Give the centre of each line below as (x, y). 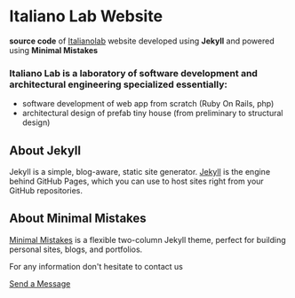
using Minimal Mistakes (54, 50)
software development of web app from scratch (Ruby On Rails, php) (148, 104)
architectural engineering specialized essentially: (119, 84)
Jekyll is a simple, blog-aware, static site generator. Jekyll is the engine (140, 172)
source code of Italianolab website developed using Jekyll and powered (142, 41)
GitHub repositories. (46, 191)
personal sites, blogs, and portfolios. (76, 249)
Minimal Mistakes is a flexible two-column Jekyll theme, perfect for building (147, 239)
